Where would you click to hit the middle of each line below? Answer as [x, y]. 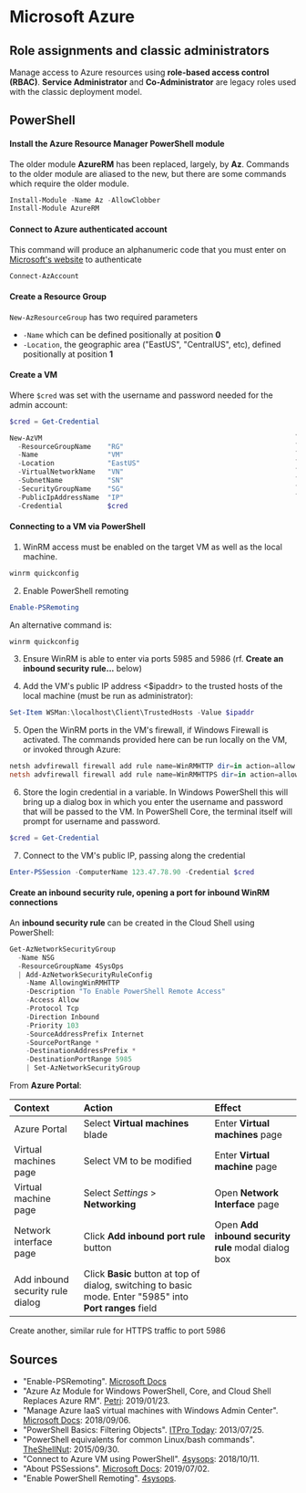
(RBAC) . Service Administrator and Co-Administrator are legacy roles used [153, 82]
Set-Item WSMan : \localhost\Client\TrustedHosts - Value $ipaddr [132, 713]
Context [32, 1108]
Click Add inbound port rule [144, 1237]
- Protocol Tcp [52, 1009]
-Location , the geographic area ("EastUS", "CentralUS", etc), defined [152, 344]
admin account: [39, 404]
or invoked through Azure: [71, 749]
